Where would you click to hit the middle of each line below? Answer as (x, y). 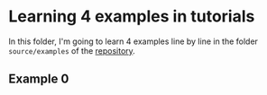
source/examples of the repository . (72, 50)
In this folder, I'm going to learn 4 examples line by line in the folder (133, 41)
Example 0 (39, 79)
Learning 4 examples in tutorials (132, 17)
